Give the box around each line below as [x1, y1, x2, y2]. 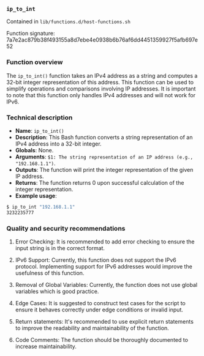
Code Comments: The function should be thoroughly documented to [15, 336, 189, 343]
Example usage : [15, 192, 57, 199]
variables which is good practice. [15, 287, 99, 295]
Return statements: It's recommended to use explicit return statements [15, 317, 194, 325]
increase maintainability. [15, 343, 77, 350]
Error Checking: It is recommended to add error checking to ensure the [15, 238, 195, 245]
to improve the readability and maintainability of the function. [15, 324, 170, 332]
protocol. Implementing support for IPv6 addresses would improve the [15, 262, 193, 270]
